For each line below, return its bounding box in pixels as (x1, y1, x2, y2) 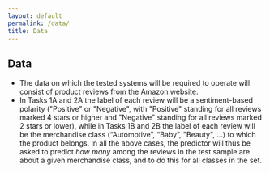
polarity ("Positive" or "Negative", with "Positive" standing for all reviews (19, 104, 262, 114)
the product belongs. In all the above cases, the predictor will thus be (19, 138, 251, 148)
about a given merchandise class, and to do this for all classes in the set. (19, 155, 263, 166)
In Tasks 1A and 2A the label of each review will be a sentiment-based (19, 95, 253, 105)
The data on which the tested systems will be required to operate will (19, 78, 251, 88)
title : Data (7, 27, 48, 35)
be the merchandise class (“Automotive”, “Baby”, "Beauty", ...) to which (19, 130, 256, 140)
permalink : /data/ (7, 19, 70, 27)
